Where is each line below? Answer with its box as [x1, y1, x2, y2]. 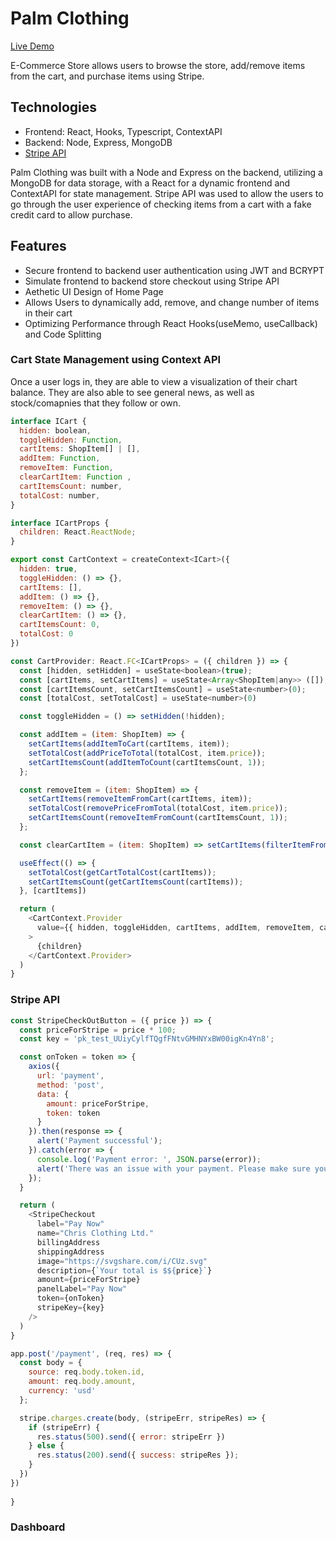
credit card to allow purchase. [10, 208, 133, 221]
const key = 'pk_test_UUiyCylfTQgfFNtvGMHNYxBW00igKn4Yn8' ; [19, 1034, 275, 1044]
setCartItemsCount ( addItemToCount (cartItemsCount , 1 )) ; [28, 757, 267, 767]
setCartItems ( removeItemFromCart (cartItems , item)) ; [28, 794, 253, 804]
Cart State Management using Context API [10, 353, 222, 367]
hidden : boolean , [19, 425, 92, 436]
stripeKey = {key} [36, 1303, 105, 1313]
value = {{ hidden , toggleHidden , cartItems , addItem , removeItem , [36, 923, 315, 933]
